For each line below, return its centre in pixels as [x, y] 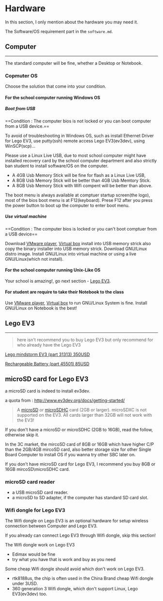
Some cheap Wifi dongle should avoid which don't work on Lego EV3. [75, 569]
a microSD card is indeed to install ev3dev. [48, 391]
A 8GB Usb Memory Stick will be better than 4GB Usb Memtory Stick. [81, 180]
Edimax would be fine [34, 554]
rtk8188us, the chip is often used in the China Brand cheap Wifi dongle [83, 579]
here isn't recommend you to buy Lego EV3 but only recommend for [85, 340]
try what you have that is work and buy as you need [64, 560]
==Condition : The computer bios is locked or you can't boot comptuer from [81, 229]
